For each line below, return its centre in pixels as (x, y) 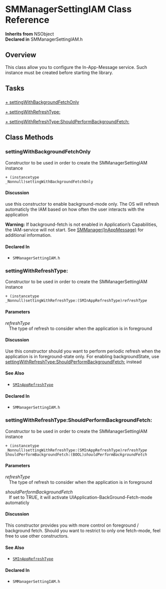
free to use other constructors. (37, 536)
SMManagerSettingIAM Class (68, 9)
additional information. (28, 235)
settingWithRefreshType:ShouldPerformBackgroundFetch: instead (73, 362)
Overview (21, 55)
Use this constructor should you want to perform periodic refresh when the (83, 351)
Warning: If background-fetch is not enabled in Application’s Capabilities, (81, 224)
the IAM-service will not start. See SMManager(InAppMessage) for (74, 229)
